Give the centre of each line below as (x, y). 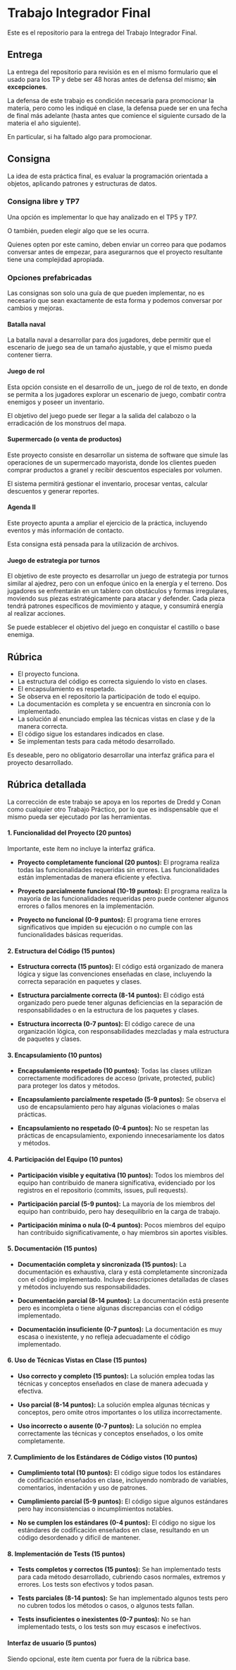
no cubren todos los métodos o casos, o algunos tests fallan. (106, 1606)
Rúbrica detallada (47, 785)
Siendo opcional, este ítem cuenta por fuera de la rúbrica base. (99, 1659)
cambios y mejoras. (36, 308)
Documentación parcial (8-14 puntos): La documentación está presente (123, 1300)
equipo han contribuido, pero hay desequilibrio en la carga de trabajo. (119, 1211)
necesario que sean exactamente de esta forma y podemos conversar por (115, 301)
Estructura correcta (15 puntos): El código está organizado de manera (120, 967)
